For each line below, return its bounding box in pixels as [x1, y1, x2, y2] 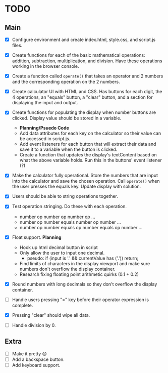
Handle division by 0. [12, 322, 56, 328]
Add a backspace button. [12, 356, 65, 362]
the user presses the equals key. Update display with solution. [12, 183, 141, 190]
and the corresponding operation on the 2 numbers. [12, 79, 120, 85]
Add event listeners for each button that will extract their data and [19, 141, 156, 147]
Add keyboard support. [12, 362, 61, 368]
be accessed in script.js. [19, 136, 71, 142]
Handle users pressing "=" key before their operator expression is [12, 297, 149, 303]
